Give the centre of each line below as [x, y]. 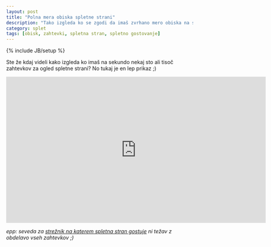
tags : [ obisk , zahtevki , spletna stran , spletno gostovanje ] [83, 34]
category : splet [26, 28]
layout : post [22, 12]
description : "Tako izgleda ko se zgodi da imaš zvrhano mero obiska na [98, 23]
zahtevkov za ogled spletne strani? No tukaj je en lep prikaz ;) [81, 68]
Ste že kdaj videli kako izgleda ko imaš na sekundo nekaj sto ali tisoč [90, 62]
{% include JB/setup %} [36, 50]
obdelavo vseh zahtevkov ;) [40, 237]
